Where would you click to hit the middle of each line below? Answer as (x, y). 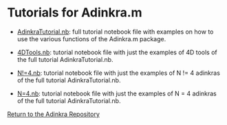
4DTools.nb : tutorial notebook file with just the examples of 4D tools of (117, 52)
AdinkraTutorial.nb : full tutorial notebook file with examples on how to (115, 32)
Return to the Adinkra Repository (53, 114)
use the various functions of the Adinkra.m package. (91, 38)
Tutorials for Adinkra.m (75, 13)
